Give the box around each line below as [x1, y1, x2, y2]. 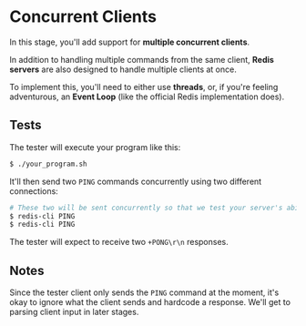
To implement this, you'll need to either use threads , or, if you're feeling [9, 81, 279, 92]
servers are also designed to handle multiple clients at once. [9, 64, 237, 75]
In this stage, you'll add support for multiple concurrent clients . [9, 36, 250, 47]
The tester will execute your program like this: [9, 141, 181, 152]
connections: [9, 185, 59, 197]
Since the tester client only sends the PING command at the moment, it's [9, 287, 280, 298]
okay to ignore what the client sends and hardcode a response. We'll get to [9, 297, 291, 308]
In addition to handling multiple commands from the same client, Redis [9, 54, 275, 65]
